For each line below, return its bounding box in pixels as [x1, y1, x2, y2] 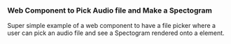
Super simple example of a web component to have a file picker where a [7, 22, 216, 30]
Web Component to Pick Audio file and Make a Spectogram [7, 6, 212, 15]
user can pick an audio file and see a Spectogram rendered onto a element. [7, 29, 225, 37]
